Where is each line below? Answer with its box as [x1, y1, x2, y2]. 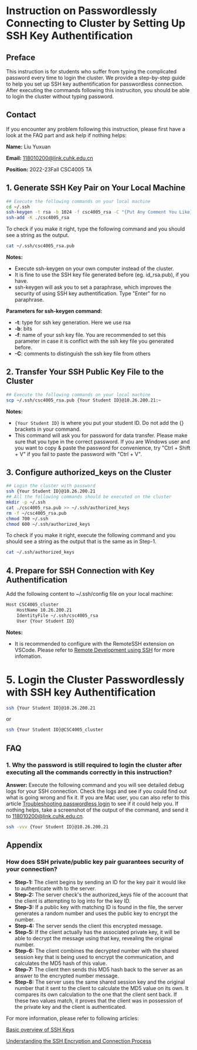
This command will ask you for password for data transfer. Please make [14, 431, 188, 438]
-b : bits [14, 325, 32, 332]
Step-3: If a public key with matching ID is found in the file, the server [14, 903, 184, 910]
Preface [6, 52, 36, 62]
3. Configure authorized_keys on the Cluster [6, 467, 172, 477]
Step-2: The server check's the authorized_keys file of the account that [14, 891, 188, 898]
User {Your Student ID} [16, 618, 75, 624]
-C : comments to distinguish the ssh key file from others [14, 350, 151, 357]
